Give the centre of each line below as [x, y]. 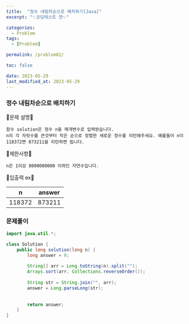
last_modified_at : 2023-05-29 [43, 81]
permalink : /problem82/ [35, 55]
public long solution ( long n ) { [56, 250]
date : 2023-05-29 [27, 76]
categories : [21, 28]
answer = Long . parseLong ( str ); [65, 288]
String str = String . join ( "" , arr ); [72, 283]
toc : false [19, 65]
